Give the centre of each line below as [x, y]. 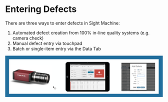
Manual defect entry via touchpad [47, 43]
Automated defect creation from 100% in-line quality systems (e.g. [81, 32]
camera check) [28, 38]
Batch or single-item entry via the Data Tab [57, 48]
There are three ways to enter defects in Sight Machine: [62, 23]
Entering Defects [41, 9]
